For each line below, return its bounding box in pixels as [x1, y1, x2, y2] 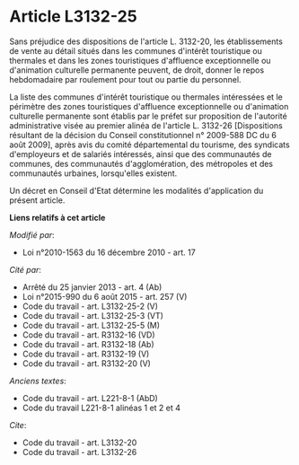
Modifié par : [9, 229, 56, 240]
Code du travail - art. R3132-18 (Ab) [22, 338, 154, 349]
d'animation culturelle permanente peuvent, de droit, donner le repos [9, 65, 265, 75]
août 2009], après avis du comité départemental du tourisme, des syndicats [9, 139, 290, 150]
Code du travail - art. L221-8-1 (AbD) [22, 392, 159, 403]
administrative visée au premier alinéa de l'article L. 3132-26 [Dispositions [9, 119, 283, 131]
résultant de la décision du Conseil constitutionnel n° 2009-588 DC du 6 [9, 129, 277, 140]
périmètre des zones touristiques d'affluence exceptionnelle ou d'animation [9, 101, 289, 111]
